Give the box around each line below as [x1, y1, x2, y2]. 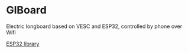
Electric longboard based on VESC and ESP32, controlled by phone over [6, 23, 183, 30]
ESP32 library [6, 40, 40, 47]
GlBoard [6, 3, 47, 17]
